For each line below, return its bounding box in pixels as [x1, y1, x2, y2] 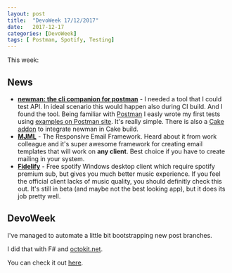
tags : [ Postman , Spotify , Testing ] [7, 37, 115, 44]
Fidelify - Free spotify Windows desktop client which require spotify [17, 162, 216, 170]
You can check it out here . [7, 258, 84, 267]
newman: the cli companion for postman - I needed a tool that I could [17, 94, 222, 103]
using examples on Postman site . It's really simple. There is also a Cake [17, 117, 225, 125]
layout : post [7, 10, 46, 18]
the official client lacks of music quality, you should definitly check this [17, 177, 223, 185]
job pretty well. [17, 191, 61, 201]
